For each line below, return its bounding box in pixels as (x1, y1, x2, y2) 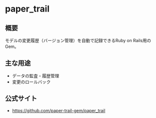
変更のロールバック (12, 79, 51, 85)
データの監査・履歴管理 (12, 73, 59, 78)
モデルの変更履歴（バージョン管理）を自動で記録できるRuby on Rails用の (5, 38, 152, 43)
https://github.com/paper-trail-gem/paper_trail (12, 107, 105, 113)
